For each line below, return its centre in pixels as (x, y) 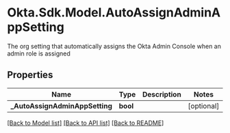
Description (162, 94)
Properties (30, 75)
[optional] (204, 106)
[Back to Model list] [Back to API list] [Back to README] (86, 123)
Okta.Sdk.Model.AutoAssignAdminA (114, 13)
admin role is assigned (39, 53)
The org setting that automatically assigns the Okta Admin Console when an (114, 46)
